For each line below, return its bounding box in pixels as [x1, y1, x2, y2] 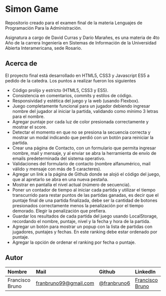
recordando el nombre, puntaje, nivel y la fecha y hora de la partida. [12, 218, 151, 224]
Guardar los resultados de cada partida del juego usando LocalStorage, [12, 213, 158, 219]
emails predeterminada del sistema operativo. [12, 155, 106, 161]
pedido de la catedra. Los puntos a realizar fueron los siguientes [5, 77, 136, 83]
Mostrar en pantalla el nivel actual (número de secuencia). [12, 182, 131, 187]
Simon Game [5, 3, 59, 15]
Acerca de [5, 59, 38, 68]
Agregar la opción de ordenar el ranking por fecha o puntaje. [12, 239, 136, 245]
